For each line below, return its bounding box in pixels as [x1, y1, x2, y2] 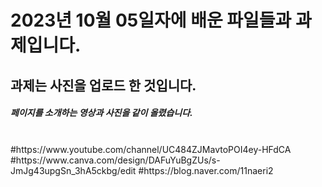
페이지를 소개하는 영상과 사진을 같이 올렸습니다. [10, 107, 193, 119]
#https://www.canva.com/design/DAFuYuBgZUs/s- [10, 154, 221, 166]
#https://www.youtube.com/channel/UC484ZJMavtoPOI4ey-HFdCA [10, 143, 292, 155]
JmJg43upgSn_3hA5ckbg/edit [10, 164, 137, 176]
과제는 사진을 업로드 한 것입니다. [10, 77, 197, 94]
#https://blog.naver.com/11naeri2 [138, 164, 274, 176]
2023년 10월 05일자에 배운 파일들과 [10, 9, 292, 32]
